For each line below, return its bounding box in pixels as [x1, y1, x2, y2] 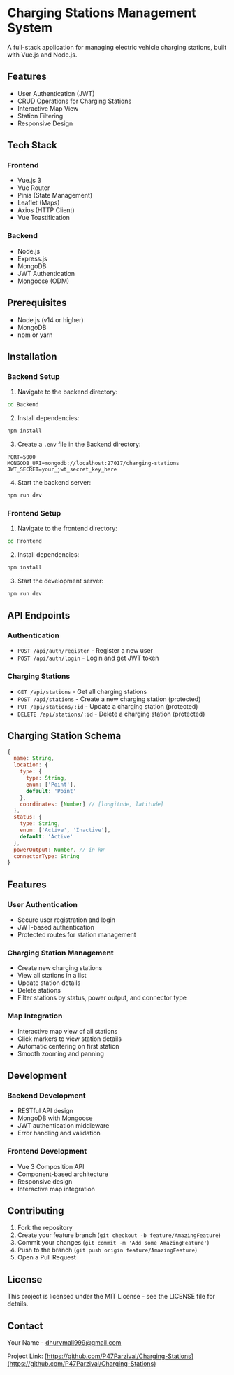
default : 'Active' [20, 833, 73, 840]
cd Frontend [7, 538, 42, 545]
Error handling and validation [17, 1129, 101, 1138]
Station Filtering [17, 111, 64, 120]
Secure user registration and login [17, 915, 115, 924]
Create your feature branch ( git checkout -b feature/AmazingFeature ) [17, 1231, 221, 1239]
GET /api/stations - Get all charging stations [17, 687, 147, 696]
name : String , [13, 755, 54, 762]
